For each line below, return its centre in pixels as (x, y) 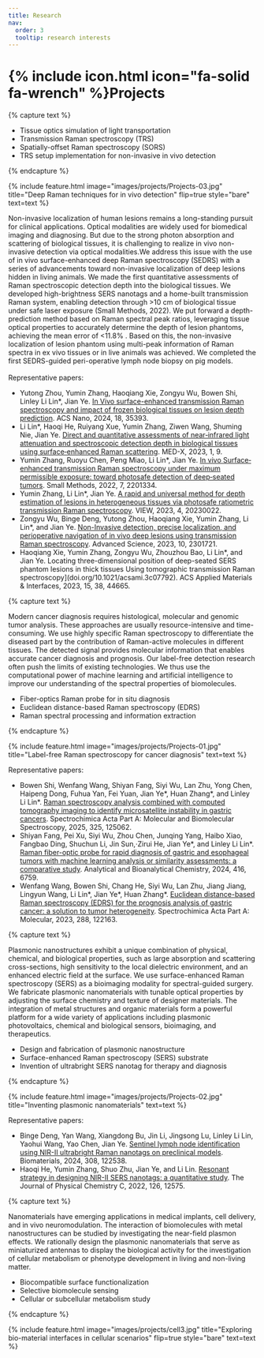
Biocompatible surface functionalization (84, 1282)
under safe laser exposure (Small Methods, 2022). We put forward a (119, 311)
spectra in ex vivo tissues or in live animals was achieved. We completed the (132, 353)
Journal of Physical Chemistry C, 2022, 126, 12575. (102, 1186)
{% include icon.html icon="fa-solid (129, 77)
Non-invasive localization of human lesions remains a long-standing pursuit (131, 219)
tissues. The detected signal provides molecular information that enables (126, 650)
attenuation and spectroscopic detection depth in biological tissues (128, 444)
